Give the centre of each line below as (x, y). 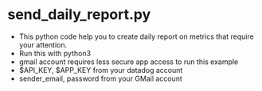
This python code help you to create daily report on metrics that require (136, 36)
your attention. (43, 44)
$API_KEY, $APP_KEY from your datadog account (101, 70)
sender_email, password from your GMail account (100, 78)
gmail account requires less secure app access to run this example (129, 62)
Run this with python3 (55, 53)
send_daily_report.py (79, 15)
